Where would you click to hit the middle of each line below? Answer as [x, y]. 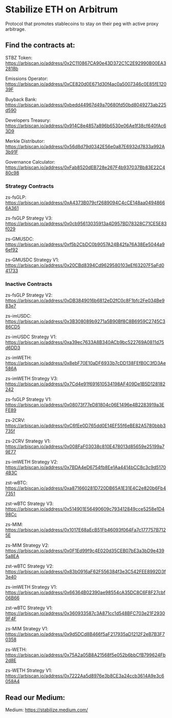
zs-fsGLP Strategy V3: [29, 218]
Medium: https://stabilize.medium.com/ [47, 710]
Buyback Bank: [21, 99]
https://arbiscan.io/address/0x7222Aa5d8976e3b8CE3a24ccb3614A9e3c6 [85, 676]
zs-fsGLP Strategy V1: [29, 399]
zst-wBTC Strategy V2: [29, 566]
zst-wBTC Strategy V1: [29, 608]
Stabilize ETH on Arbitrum [62, 9]
